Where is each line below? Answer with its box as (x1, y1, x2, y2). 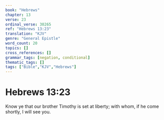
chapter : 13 (5, 12, 31, 17)
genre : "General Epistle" (5, 36, 60, 41)
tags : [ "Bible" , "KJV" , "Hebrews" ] (5, 64, 77, 69)
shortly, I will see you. (5, 109, 51, 115)
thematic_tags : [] (5, 60, 44, 65)
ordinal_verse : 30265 (5, 21, 52, 27)
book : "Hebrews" (5, 7, 40, 13)
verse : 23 (5, 17, 27, 22)
